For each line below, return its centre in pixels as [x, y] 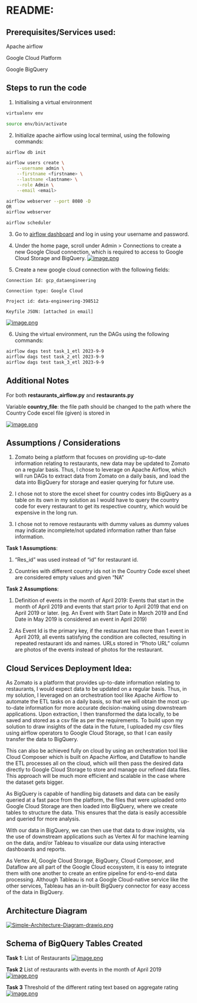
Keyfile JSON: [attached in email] [50, 312]
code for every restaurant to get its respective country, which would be [101, 507]
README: [30, 10]
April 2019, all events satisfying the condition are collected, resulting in [101, 637]
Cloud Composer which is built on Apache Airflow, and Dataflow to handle [96, 757]
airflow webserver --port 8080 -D [49, 201]
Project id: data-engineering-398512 [52, 302]
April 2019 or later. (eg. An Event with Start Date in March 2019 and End [101, 613]
